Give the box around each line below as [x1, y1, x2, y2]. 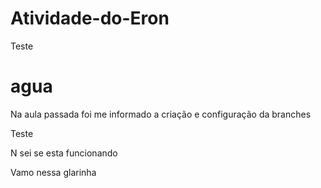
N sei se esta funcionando [10, 147, 118, 159]
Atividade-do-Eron [10, 7, 170, 30]
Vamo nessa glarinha [10, 166, 97, 178]
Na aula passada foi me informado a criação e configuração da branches [10, 108, 312, 120]
